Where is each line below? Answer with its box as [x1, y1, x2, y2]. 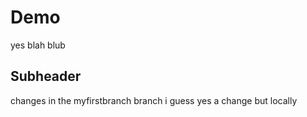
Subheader [10, 68, 82, 85]
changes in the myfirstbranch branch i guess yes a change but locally [10, 94, 298, 106]
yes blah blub [10, 39, 66, 51]
